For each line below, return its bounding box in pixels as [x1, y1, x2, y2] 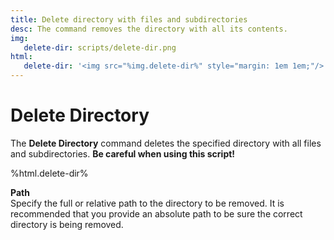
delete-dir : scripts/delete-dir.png [23, 42, 177, 53]
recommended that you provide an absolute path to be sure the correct [10, 207, 303, 220]
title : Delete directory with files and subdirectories [10, 14, 248, 25]
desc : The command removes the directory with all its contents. [10, 24, 288, 34]
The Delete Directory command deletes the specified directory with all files [10, 137, 322, 149]
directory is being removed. [10, 218, 124, 230]
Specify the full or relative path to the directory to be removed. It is [10, 197, 285, 209]
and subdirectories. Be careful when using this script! [10, 147, 236, 160]
